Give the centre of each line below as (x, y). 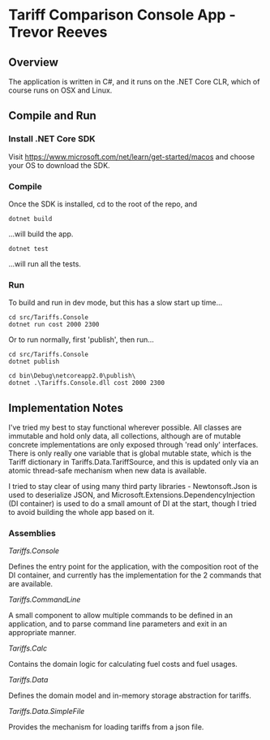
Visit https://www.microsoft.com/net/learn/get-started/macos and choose (132, 157)
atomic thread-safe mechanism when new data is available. (107, 471)
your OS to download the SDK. (60, 165)
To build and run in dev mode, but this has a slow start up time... (116, 303)
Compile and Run (53, 116)
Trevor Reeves (58, 32)
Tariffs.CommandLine (45, 599)
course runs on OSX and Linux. (60, 90)
